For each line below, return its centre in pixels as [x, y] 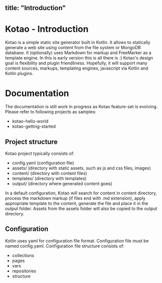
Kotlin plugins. [19, 74]
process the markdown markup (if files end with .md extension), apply [75, 198]
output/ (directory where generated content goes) [62, 184]
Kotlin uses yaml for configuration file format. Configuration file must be [77, 241]
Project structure [31, 141]
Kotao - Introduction [47, 29]
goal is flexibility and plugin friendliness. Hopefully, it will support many [76, 63]
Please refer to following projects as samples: [51, 112]
